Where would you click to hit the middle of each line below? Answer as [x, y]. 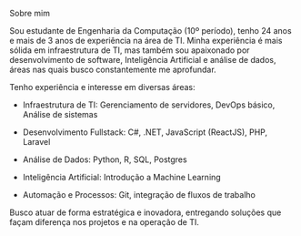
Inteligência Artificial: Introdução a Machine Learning [121, 177]
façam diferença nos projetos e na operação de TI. [105, 222]
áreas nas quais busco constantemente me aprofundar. [113, 69]
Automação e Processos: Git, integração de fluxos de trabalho [139, 195]
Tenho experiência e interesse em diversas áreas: [102, 87]
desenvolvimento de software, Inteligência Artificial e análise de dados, [143, 60]
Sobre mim [30, 13]
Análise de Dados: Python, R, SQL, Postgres [105, 159]
